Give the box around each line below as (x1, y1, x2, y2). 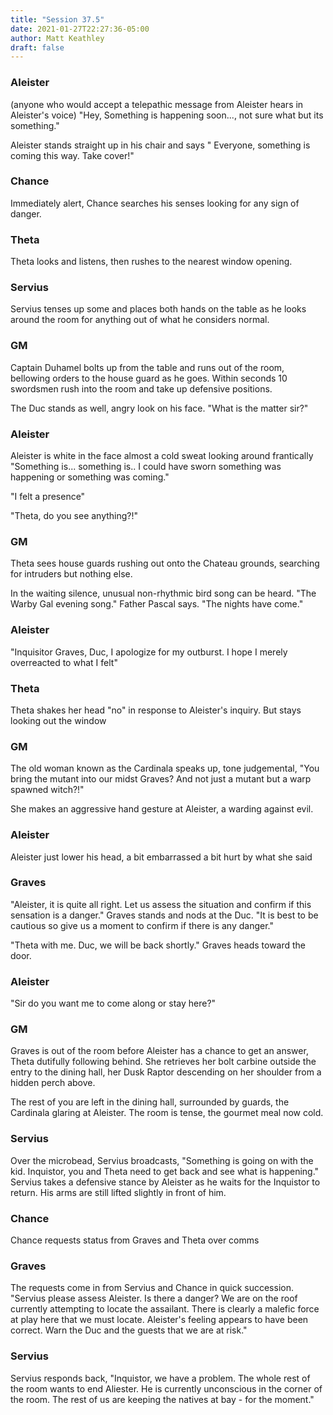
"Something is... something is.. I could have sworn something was (10, 461, 282, 473)
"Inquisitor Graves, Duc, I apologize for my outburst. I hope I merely (10, 646, 288, 658)
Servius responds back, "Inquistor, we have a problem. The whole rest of (10, 1372, 311, 1384)
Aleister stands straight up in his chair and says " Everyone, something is (10, 139, 311, 151)
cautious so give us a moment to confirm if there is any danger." (10, 919, 274, 931)
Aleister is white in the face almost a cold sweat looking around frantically (10, 450, 314, 462)
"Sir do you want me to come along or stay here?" (10, 997, 217, 1010)
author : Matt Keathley (10, 33, 105, 43)
